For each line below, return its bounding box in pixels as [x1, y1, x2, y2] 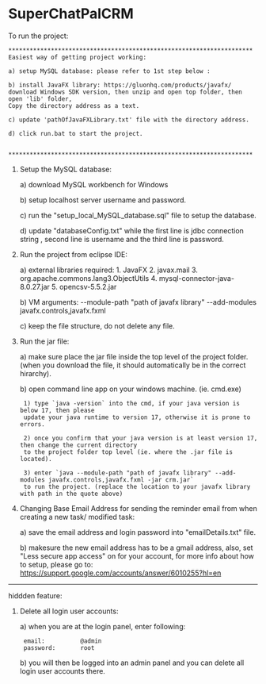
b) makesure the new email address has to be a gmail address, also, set [19, 543, 253, 552]
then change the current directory [19, 441, 138, 449]
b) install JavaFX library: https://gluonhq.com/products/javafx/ [8, 81, 232, 89]
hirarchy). [19, 368, 51, 378]
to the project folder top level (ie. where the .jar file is [23, 448, 234, 456]
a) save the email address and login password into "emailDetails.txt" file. [19, 527, 256, 536]
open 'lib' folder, [8, 94, 73, 103]
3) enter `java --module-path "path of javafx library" [23, 469, 212, 477]
